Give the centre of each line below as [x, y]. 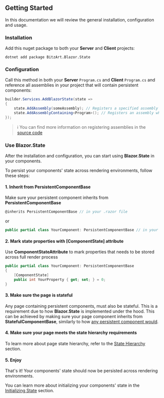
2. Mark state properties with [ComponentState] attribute [64, 241]
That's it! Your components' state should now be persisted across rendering [82, 371]
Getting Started [29, 8]
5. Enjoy [13, 360]
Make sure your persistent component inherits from [57, 198]
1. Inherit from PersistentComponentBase [48, 187]
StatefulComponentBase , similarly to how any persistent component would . [82, 321]
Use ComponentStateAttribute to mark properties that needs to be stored [80, 252]
